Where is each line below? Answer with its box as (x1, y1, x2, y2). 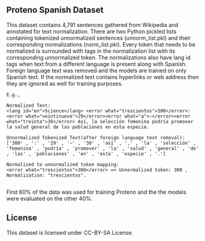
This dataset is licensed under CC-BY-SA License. (6, 229, 134, 236)
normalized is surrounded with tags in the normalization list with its (6, 47, 176, 55)
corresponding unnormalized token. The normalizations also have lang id (6, 53, 191, 61)
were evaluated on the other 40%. (6, 194, 93, 202)
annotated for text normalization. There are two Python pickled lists (6, 28, 177, 35)
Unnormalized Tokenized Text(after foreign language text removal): (6, 134, 185, 140)
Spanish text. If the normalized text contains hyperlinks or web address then (6, 73, 199, 80)
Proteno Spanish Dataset (6, 5, 104, 15)
